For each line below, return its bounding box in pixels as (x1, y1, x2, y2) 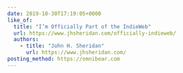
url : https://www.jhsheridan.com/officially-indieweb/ (13, 29, 177, 37)
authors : (13, 36, 39, 43)
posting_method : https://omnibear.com (7, 56, 120, 63)
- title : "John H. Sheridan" (20, 42, 105, 49)
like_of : (7, 17, 33, 24)
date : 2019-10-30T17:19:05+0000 (7, 10, 101, 17)
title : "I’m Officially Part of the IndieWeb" (13, 23, 152, 30)
